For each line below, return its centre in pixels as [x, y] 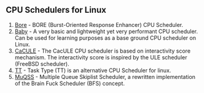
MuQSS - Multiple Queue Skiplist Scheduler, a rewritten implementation [105, 76]
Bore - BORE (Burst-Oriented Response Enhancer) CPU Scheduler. [99, 24]
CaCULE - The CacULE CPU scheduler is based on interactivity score [103, 51]
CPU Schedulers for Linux [56, 10]
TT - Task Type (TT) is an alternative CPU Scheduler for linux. [93, 70]
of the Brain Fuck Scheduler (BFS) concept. [70, 83]
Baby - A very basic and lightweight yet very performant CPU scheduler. [106, 31]
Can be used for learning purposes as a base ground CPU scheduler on [105, 38]
